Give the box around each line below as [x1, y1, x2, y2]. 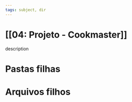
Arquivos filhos [5, 86, 71, 97]
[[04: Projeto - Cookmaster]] [5, 29, 127, 40]
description [5, 46, 29, 52]
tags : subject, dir [5, 7, 46, 13]
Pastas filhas [5, 63, 60, 74]
